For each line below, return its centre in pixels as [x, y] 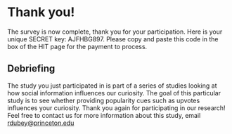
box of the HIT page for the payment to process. [77, 46]
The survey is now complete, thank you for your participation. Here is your [115, 32]
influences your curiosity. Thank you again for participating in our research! [117, 108]
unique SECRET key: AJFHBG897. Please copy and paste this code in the [113, 39]
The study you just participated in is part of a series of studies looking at [112, 86]
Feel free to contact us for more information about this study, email [104, 115]
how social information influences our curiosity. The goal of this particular [114, 93]
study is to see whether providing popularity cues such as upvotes [104, 100]
